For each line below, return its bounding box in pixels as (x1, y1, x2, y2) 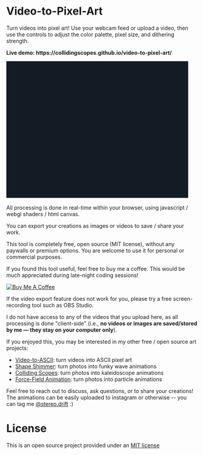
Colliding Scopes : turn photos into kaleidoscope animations (15, 369, 164, 376)
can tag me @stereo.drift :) (6, 400, 74, 408)
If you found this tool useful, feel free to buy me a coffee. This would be (6, 265, 185, 272)
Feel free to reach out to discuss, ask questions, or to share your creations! (6, 387, 194, 394)
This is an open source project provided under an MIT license (6, 442, 160, 449)
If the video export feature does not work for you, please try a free (6, 295, 172, 302)
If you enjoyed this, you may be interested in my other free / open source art (6, 338, 197, 345)
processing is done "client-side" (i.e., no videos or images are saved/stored (6, 320, 198, 327)
